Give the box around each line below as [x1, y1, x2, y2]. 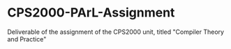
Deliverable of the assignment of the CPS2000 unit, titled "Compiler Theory [7, 28, 225, 36]
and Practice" [7, 35, 47, 43]
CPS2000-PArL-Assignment [7, 5, 175, 21]
